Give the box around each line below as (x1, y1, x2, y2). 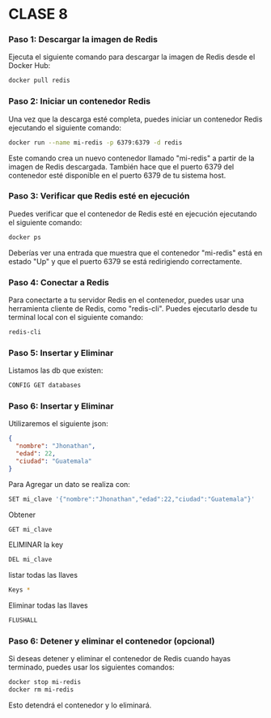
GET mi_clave (8, 525, 53, 533)
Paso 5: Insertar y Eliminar (8, 347, 114, 358)
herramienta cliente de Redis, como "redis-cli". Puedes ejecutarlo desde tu (8, 304, 257, 313)
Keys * (8, 586, 31, 594)
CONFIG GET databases (8, 382, 82, 390)
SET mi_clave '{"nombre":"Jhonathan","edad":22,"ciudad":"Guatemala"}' (8, 495, 255, 503)
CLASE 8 (8, 5, 69, 24)
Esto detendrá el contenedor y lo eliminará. (8, 700, 152, 710)
